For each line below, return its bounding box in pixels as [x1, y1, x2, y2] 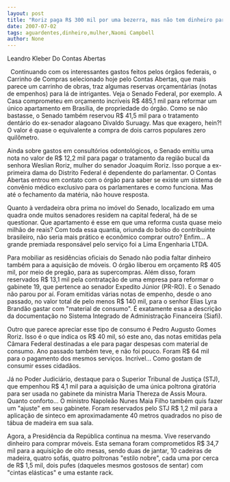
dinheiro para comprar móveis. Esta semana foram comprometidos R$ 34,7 [7, 439, 219, 448]
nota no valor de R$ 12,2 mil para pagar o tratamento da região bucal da [7, 154, 210, 162]
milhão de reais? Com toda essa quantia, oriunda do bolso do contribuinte [7, 226, 216, 234]
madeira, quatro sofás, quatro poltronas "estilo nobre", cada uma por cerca [7, 454, 219, 462]
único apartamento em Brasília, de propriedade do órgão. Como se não [7, 104, 207, 113]
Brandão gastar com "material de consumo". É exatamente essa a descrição [7, 305, 222, 313]
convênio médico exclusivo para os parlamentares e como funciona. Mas [7, 183, 214, 192]
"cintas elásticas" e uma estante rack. [7, 468, 114, 477]
